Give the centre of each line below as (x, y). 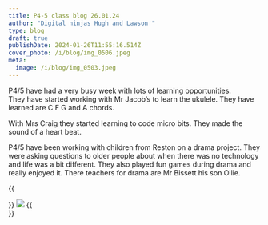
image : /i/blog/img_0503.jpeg (66, 68)
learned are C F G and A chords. (61, 107)
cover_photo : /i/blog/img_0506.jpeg (69, 53)
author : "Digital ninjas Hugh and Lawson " (82, 23)
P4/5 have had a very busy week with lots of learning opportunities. (120, 90)
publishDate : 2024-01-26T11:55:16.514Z (75, 46)
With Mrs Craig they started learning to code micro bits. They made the (126, 123)
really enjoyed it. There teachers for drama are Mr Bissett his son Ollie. (124, 172)
